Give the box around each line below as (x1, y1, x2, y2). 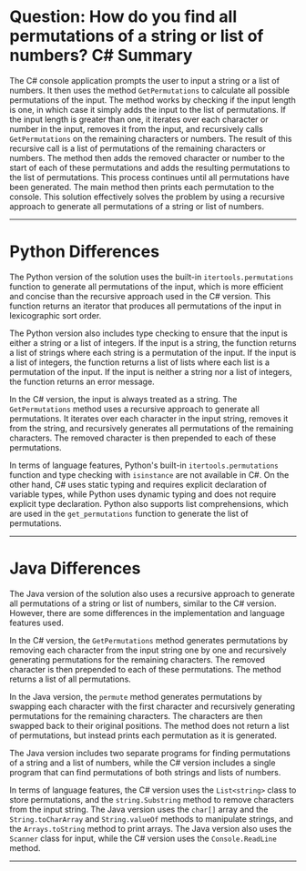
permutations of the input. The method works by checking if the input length (9, 94, 296, 106)
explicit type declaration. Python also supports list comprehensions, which (9, 498, 289, 509)
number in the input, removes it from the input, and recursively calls (9, 123, 264, 134)
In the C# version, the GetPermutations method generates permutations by (9, 634, 289, 645)
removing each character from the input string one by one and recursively (9, 644, 287, 655)
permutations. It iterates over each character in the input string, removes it (9, 412, 289, 424)
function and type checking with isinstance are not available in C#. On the (9, 469, 290, 480)
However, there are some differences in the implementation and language (9, 607, 285, 618)
